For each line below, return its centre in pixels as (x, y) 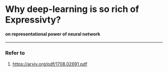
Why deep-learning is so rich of (72, 9)
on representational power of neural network (53, 34)
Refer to (15, 53)
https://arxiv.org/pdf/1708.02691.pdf (50, 64)
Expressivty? (33, 20)
